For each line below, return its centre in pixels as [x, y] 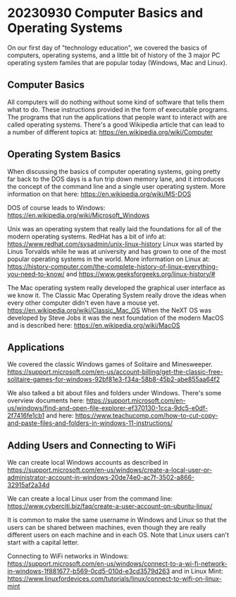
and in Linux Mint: [197, 572]
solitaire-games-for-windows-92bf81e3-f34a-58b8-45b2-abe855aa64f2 [114, 379]
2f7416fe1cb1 [26, 416]
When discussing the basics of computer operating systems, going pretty [114, 171]
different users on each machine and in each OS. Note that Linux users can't [118, 535]
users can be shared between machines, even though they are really [107, 528]
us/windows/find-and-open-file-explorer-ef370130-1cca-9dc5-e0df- [108, 408]
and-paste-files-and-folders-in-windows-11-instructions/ [90, 423]
